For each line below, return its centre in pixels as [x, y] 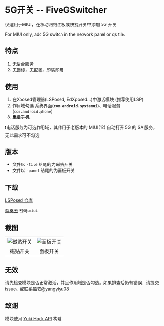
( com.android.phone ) [32, 111]
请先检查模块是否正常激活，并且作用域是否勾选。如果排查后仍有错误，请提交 [82, 282]
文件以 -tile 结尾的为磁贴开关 [42, 164]
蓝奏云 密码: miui [21, 210]
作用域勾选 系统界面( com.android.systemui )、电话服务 [66, 105]
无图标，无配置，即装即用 [38, 70]
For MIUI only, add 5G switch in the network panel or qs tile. [65, 34]
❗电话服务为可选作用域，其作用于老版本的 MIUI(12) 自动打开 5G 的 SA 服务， [81, 127]
